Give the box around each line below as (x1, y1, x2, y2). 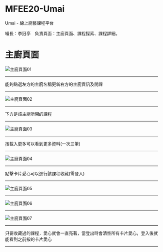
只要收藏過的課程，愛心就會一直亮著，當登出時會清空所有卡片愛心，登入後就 (5, 230, 158, 236)
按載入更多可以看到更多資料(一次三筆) (5, 141, 81, 146)
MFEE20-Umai (5, 3, 65, 15)
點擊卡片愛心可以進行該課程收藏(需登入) (5, 170, 85, 176)
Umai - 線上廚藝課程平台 (5, 20, 54, 26)
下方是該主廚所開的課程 (5, 111, 52, 117)
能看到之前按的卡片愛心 (5, 236, 52, 242)
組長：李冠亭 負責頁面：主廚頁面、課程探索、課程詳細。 (5, 30, 120, 36)
